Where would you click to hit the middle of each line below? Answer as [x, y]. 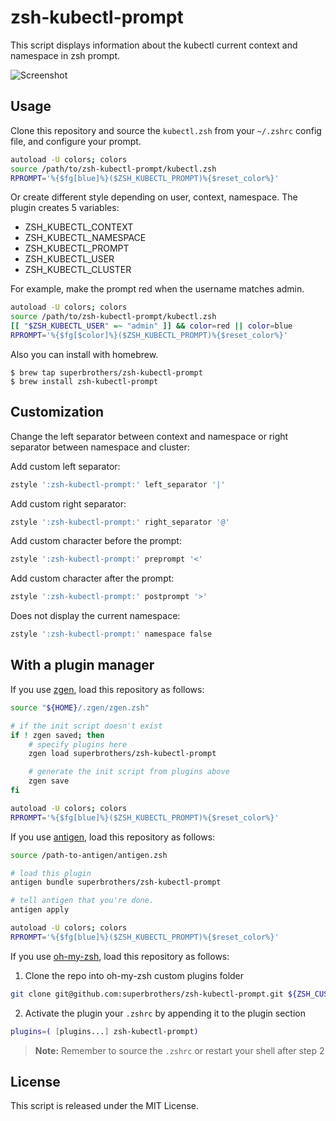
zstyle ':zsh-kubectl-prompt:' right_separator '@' [120, 522]
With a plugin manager [82, 665]
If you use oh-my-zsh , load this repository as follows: [120, 956]
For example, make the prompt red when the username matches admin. [157, 289]
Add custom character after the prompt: [92, 578]
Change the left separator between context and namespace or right [149, 436]
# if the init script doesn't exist [86, 726]
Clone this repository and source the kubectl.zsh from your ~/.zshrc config [166, 130]
